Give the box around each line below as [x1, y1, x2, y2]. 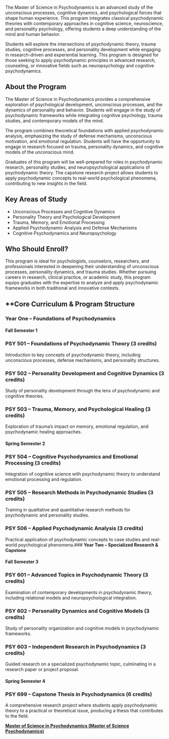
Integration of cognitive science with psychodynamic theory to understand [5, 471, 160, 477]
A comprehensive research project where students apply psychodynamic [5, 702, 158, 709]
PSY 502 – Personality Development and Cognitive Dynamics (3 [5, 369, 164, 377]
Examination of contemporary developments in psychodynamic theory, [5, 589, 153, 595]
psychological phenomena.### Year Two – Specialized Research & [18, 542, 158, 548]
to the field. [5, 713, 29, 719]
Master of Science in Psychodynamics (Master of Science [5, 723, 130, 729]
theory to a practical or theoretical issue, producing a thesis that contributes [5, 708, 163, 714]
